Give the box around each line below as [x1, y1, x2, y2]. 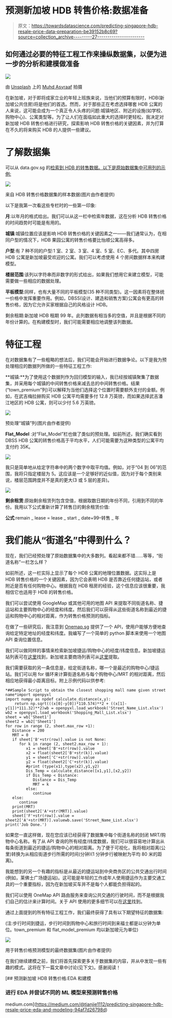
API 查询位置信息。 [5, 636, 46, 642]
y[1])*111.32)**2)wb [5, 705, 50, 711]
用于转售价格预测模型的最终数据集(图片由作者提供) [5, 947, 112, 953]
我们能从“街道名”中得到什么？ [5, 534, 132, 546]
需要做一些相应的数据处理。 [5, 278, 64, 284]
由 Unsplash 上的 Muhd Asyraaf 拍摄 [5, 84, 83, 90]
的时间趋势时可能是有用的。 [5, 219, 64, 225]
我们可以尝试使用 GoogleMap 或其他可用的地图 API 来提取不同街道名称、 [5, 600, 159, 606]
